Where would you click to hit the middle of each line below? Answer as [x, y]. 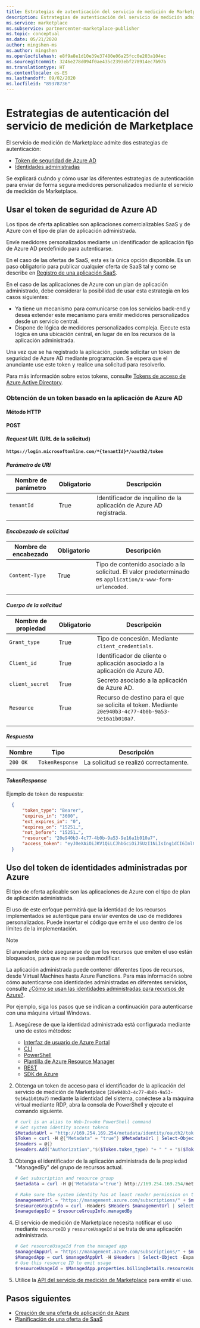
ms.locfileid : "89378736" [38, 84]
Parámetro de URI [29, 465]
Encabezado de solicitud [37, 531]
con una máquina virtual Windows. [49, 1013]
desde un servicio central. [47, 321]
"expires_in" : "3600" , [50, 816]
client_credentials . [125, 646]
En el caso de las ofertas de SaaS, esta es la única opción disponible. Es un [99, 260]
